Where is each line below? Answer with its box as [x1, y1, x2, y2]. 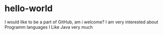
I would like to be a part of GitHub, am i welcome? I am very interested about [4, 19, 159, 25]
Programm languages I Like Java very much [4, 24, 93, 30]
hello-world [4, 3, 53, 14]
